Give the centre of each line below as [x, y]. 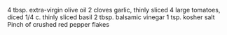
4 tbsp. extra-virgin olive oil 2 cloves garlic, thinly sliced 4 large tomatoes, [114, 10]
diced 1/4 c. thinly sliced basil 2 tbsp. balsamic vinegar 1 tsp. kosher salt [111, 17]
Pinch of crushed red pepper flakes [59, 24]
